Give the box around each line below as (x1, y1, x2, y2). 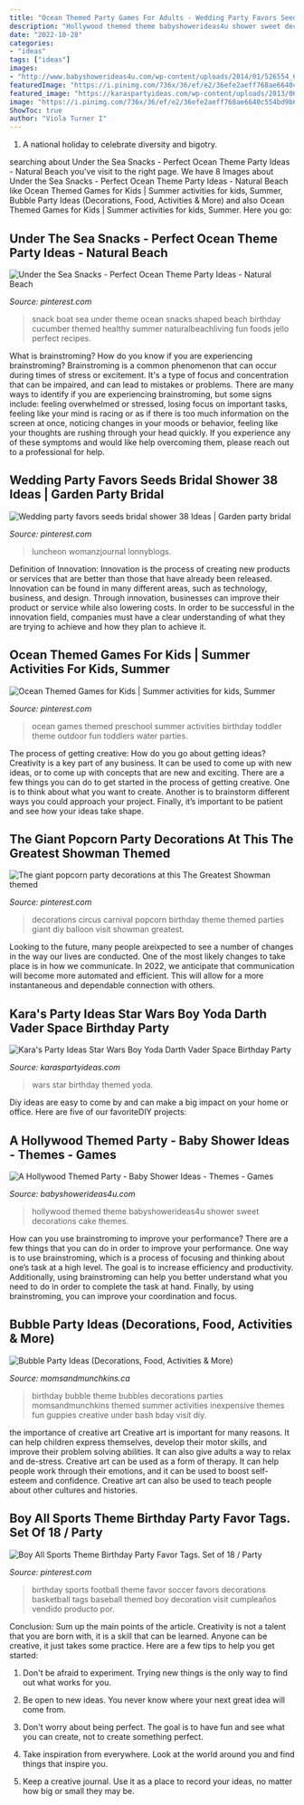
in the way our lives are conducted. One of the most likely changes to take (9, 951, 286, 962)
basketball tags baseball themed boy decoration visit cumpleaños (31, 1593, 277, 1604)
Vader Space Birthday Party (9, 1020, 170, 1036)
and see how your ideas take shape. (9, 805, 145, 816)
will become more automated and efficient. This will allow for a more (9, 970, 264, 982)
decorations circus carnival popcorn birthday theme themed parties (31, 915, 285, 926)
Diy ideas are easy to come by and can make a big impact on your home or (9, 1097, 289, 1108)
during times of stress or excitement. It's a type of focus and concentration (9, 369, 290, 380)
